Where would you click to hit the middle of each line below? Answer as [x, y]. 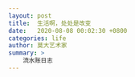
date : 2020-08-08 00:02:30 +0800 [68, 30]
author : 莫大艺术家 [38, 46]
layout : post [30, 16]
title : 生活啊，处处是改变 [50, 23]
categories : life [37, 38]
